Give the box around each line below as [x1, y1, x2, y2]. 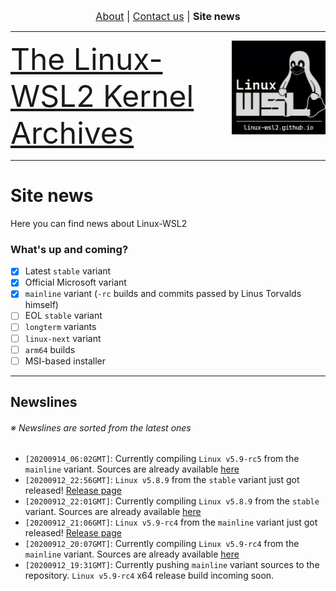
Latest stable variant [24, 265, 112, 277]
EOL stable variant [24, 310, 103, 322]
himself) [24, 299, 59, 311]
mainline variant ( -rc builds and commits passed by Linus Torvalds [24, 288, 302, 300]
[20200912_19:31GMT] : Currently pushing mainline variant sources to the [24, 559, 320, 571]
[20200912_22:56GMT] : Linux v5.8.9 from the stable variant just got [24, 474, 300, 486]
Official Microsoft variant [24, 276, 127, 289]
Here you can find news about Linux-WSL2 [10, 217, 188, 229]
